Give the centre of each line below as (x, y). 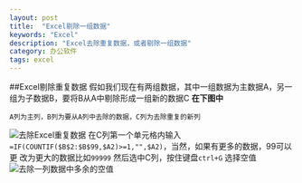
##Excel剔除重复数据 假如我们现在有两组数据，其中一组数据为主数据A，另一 (151, 87)
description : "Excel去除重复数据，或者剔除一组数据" (100, 43)
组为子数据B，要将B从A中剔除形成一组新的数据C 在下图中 (117, 98)
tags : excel (32, 60)
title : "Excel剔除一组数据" (60, 26)
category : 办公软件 (43, 52)
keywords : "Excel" (44, 34)
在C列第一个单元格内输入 (135, 135)
